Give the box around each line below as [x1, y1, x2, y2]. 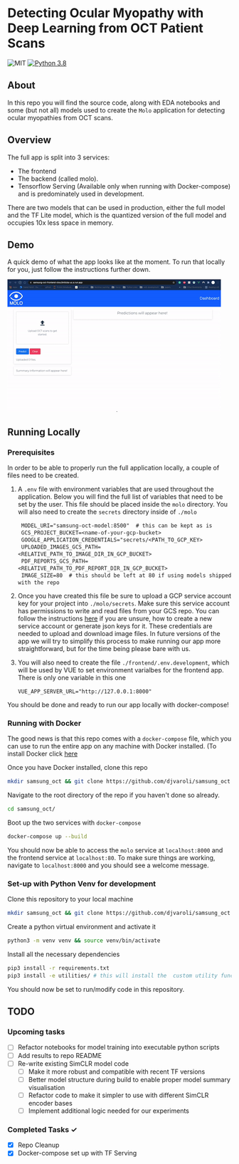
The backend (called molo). [17, 174, 98, 183]
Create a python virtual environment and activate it [7, 923, 156, 931]
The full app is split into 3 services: [7, 153, 110, 162]
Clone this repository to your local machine [7, 895, 134, 904]
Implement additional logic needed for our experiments [28, 1106, 190, 1115]
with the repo [17, 579, 60, 586]
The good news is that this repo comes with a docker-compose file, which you [7, 734, 232, 743]
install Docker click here [7, 749, 78, 758]
